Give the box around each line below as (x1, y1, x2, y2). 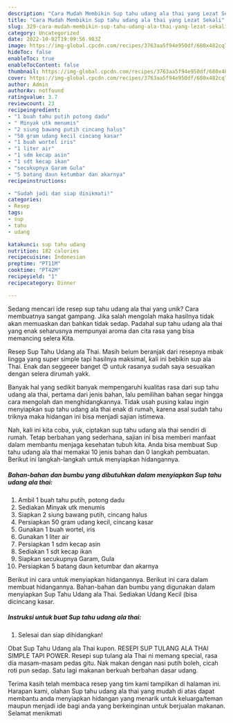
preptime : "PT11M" (8, 260, 61, 267)
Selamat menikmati (8, 708, 62, 717)
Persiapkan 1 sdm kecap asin (17, 540, 101, 548)
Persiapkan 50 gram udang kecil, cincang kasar (17, 518, 154, 526)
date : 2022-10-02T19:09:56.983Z (8, 36, 101, 43)
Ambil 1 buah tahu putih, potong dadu (17, 495, 125, 504)
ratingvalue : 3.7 (8, 94, 58, 101)
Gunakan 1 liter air (17, 532, 70, 540)
